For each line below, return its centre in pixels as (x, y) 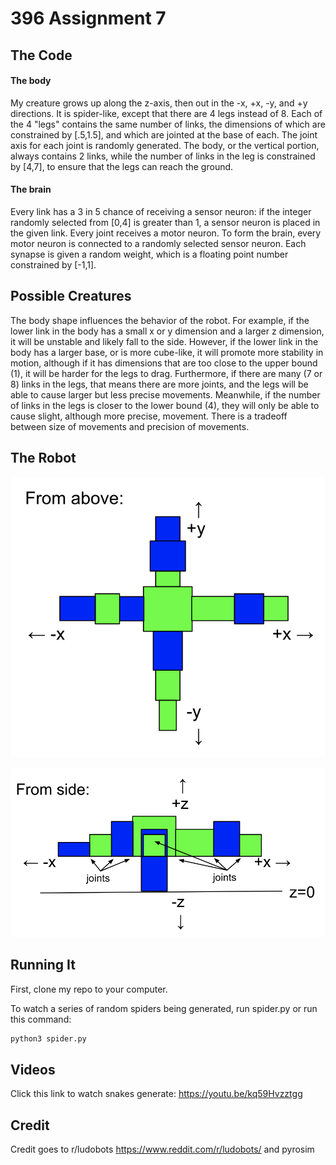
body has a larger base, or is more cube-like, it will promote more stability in (167, 352)
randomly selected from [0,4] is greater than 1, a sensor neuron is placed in (165, 222)
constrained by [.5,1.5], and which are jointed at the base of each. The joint (164, 134)
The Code (41, 55)
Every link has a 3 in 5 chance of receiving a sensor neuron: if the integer (161, 211)
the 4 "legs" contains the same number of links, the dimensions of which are (168, 124)
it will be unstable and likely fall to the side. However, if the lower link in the (164, 341)
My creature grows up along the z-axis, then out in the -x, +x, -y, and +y (159, 103)
